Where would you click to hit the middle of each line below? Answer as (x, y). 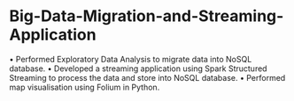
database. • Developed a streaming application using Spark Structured (138, 69)
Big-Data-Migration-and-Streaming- (147, 16)
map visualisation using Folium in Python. (85, 87)
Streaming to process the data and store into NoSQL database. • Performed (147, 77)
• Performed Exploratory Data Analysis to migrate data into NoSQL (131, 59)
